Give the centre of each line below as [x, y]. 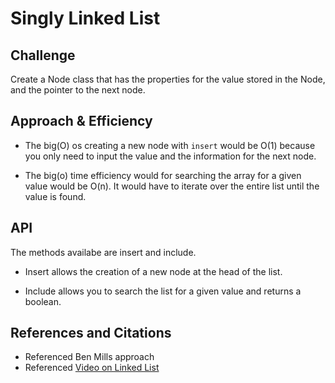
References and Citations [91, 333]
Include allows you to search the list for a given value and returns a [163, 291]
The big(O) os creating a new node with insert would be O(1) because [170, 145]
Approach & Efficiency [81, 121]
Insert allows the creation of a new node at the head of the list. [153, 271]
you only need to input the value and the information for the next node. [170, 156]
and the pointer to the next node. [78, 90]
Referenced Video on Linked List [92, 368]
